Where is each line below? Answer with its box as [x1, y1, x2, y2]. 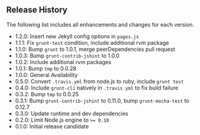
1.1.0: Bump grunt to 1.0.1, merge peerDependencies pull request [15, 45, 175, 53]
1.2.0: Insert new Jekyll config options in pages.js [15, 33, 139, 40]
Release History [6, 5, 68, 15]
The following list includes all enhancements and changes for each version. [6, 21, 195, 28]
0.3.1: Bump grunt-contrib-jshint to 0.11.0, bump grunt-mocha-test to [15, 97, 190, 104]
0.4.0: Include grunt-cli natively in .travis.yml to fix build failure [15, 84, 179, 91]
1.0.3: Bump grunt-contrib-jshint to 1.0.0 [15, 51, 120, 59]
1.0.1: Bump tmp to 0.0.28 [15, 65, 77, 72]
